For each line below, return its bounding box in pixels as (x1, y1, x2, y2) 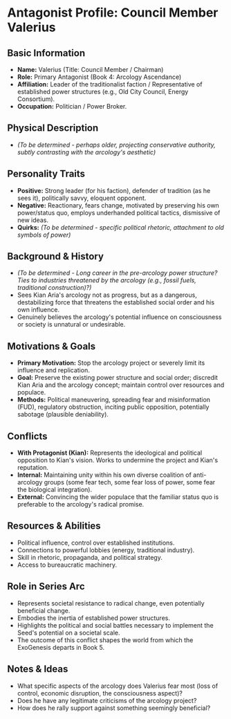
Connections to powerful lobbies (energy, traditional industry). (17, 545, 195, 554)
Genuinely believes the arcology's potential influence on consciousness (17, 313, 222, 321)
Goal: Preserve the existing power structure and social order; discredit (17, 374, 218, 382)
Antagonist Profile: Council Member (7, 5, 219, 21)
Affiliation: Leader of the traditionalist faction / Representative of (17, 80, 203, 88)
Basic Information (7, 47, 86, 59)
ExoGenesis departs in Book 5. (17, 643, 105, 651)
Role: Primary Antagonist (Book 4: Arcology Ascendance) (17, 73, 182, 81)
